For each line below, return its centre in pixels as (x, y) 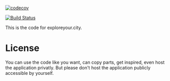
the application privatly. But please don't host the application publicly (78, 67)
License (22, 48)
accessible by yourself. (30, 73)
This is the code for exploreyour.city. (44, 28)
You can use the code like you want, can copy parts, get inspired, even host (85, 62)
